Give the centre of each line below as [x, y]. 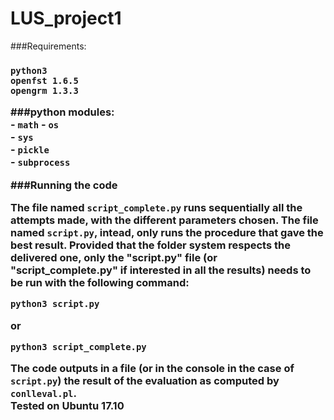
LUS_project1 [66, 18]
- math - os [35, 125]
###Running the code [64, 185]
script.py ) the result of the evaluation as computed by [145, 381]
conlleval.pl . [43, 394]
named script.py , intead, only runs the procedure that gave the [167, 232]
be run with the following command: [100, 282]
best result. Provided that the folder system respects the [150, 245]
